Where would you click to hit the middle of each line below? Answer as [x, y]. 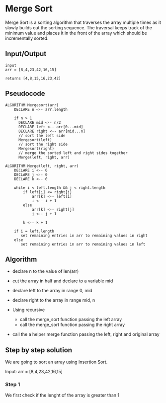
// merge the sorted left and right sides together [73, 153]
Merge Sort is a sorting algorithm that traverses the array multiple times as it [83, 22]
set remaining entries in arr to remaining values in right [84, 236]
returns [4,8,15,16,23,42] [33, 78]
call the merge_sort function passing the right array [72, 325]
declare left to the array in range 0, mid [52, 291]
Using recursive [29, 310]
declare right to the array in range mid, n [54, 300]
